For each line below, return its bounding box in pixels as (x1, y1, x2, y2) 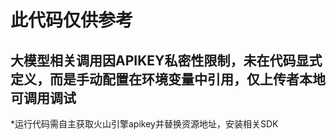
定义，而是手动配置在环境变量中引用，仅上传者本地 (10, 71, 326, 88)
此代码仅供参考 (10, 9, 134, 32)
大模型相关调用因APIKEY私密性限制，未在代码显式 (10, 52, 323, 69)
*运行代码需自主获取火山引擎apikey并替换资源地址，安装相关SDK (10, 118, 279, 130)
